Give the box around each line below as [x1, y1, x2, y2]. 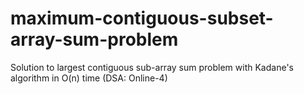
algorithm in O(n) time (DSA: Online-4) [10, 72, 168, 84]
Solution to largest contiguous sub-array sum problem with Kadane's [10, 61, 294, 73]
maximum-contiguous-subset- [10, 7, 274, 30]
